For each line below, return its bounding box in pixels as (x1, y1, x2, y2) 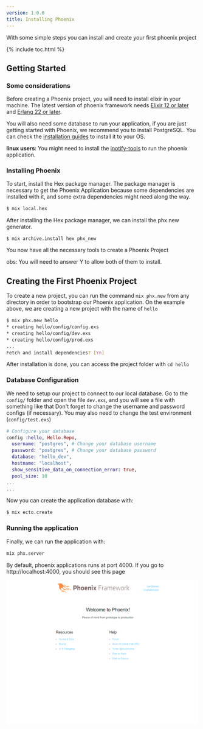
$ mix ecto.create (6, 509, 53, 516)
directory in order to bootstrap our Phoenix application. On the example (6, 298, 185, 306)
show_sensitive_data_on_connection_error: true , (12, 467, 137, 473)
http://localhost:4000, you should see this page (6, 568, 126, 575)
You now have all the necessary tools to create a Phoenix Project (6, 247, 169, 254)
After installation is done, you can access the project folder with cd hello (6, 361, 190, 368)
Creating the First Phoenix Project (6, 276, 137, 286)
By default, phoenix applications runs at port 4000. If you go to (6, 561, 164, 569)
